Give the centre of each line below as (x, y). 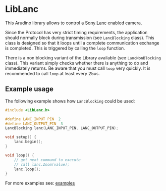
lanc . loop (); (28, 169)
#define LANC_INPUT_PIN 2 (33, 119)
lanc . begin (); (28, 142)
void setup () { (21, 137)
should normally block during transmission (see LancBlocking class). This (80, 38)
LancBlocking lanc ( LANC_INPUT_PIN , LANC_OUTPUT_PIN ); (62, 128)
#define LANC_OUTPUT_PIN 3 (34, 124)
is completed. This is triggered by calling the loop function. (65, 48)
